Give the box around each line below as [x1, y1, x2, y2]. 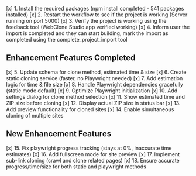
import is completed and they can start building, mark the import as [6, 30, 169, 37]
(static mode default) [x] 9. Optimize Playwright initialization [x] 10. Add [6, 87, 177, 94]
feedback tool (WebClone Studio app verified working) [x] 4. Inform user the [6, 23, 190, 30]
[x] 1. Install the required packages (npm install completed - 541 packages [6, 5, 184, 12]
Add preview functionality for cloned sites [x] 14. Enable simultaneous [6, 105, 174, 113]
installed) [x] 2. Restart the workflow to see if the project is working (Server [6, 11, 188, 18]
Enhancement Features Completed [6, 53, 136, 63]
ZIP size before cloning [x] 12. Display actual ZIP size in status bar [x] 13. [6, 99, 181, 106]
